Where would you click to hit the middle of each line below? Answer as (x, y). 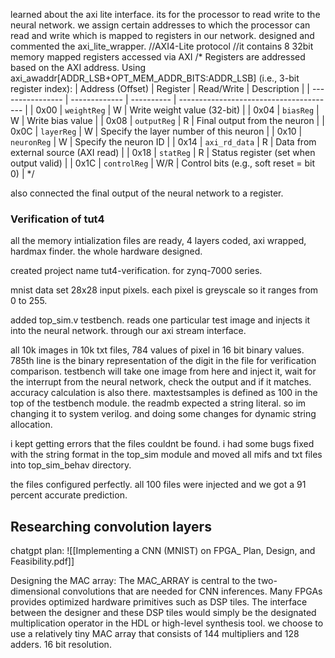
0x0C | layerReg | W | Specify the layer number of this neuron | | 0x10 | (156, 131)
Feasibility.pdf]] (42, 561)
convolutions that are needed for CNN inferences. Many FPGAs (192, 591)
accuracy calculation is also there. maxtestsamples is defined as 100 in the (164, 393)
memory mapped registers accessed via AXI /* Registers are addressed (158, 57)
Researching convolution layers (111, 526)
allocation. (31, 425)
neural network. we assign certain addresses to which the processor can (160, 25)
